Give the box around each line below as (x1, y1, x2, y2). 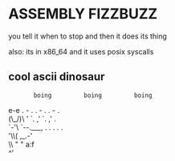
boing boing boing (33, 91, 153, 99)
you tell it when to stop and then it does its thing (8, 31, 167, 41)
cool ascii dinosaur (8, 70, 105, 84)
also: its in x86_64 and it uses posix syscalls (8, 46, 154, 56)
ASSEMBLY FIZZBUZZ (8, 5, 158, 23)
